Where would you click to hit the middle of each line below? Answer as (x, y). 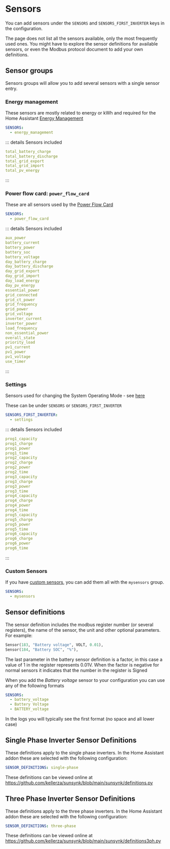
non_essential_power (27, 333)
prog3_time (17, 491)
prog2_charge (19, 463)
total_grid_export (25, 161)
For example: (19, 635)
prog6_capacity (21, 534)
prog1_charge (19, 443)
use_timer (16, 361)
